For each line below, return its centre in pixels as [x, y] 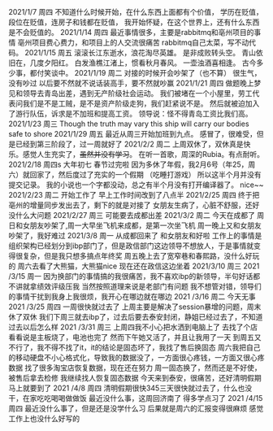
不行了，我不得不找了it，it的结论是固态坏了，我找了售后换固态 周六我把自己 [134, 347]
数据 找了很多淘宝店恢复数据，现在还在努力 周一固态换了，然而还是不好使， [135, 368]
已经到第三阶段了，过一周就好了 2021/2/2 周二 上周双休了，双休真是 [129, 144]
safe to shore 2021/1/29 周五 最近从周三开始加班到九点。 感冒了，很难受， [133, 134]
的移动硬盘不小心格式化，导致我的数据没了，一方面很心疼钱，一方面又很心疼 [136, 357]
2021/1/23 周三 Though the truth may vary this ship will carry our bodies [129, 124]
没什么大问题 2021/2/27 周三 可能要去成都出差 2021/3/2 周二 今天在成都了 [132, 215]
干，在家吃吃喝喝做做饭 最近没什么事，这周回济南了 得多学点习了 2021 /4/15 [136, 398]
